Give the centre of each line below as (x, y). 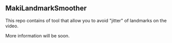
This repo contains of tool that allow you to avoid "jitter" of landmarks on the (86, 20)
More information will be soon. (37, 35)
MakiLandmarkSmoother (46, 8)
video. (12, 26)
